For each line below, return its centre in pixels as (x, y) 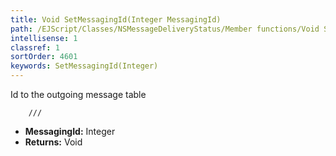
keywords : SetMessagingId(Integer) (84, 66)
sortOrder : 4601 (44, 57)
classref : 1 (35, 47)
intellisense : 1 (44, 38)
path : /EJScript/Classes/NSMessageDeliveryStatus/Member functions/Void (165, 29)
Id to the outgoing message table (78, 94)
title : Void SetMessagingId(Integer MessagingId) (116, 19)
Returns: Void (53, 142)
